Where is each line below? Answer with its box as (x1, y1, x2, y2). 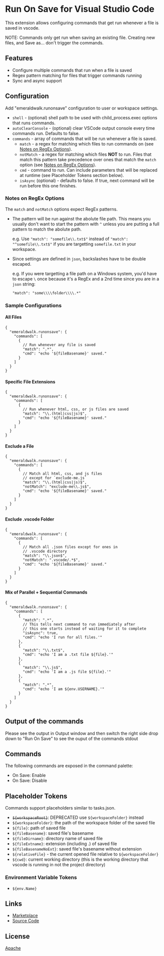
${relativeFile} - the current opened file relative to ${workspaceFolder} (12, 851, 159, 857)
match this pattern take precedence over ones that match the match (19, 156, 157, 162)
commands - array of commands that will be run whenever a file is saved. (12, 136, 157, 142)
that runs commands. (12, 120, 56, 126)
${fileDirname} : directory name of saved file (12, 836, 103, 842)
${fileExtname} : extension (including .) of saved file (12, 841, 117, 847)
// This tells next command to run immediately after (23, 622, 135, 627)
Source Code (12, 918, 39, 924)
